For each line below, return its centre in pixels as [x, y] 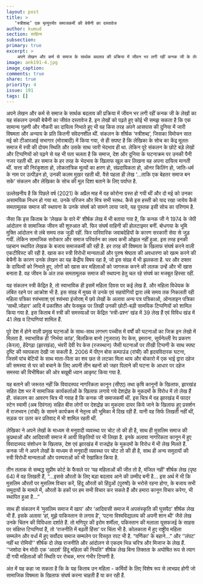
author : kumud [24, 29]
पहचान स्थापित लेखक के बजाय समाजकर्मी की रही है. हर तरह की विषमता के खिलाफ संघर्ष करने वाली [100, 246]
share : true [21, 79]
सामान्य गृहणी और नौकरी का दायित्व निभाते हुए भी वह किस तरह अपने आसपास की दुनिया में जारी [96, 127]
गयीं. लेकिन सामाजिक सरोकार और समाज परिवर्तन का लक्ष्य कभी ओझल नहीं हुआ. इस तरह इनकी [97, 239]
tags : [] [17, 96]
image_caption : [25, 68]
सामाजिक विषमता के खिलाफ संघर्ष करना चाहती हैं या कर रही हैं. [66, 575]
